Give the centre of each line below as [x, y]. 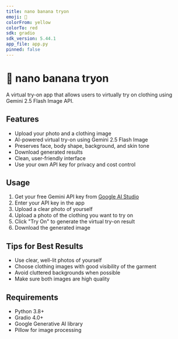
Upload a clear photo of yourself [53, 209]
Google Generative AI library [49, 324]
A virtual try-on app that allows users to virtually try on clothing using [89, 95]
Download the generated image [52, 228]
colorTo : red [22, 28]
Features [22, 120]
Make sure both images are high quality [62, 279]
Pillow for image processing [48, 330]
